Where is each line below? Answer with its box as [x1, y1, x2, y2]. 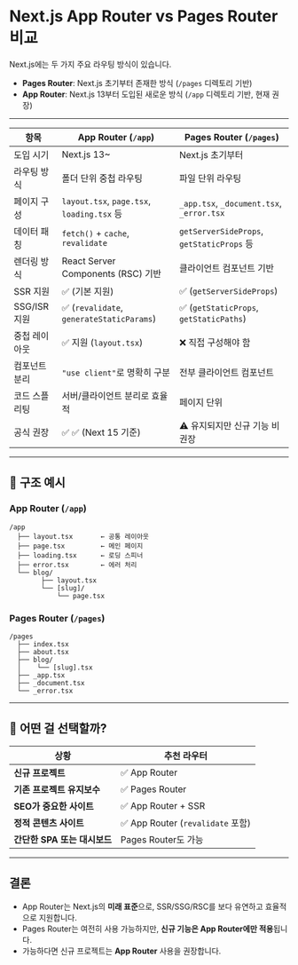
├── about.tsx [17, 647, 69, 656]
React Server [61, 255, 116, 267]
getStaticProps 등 [178, 237, 255, 249]
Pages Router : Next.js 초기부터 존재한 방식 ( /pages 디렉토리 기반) [21, 77, 253, 88]
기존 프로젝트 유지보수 [13, 783, 100, 795]
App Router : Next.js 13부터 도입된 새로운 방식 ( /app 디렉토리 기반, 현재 [21, 89, 271, 99]
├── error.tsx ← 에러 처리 [17, 560, 137, 569]
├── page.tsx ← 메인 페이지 [17, 542, 144, 550]
